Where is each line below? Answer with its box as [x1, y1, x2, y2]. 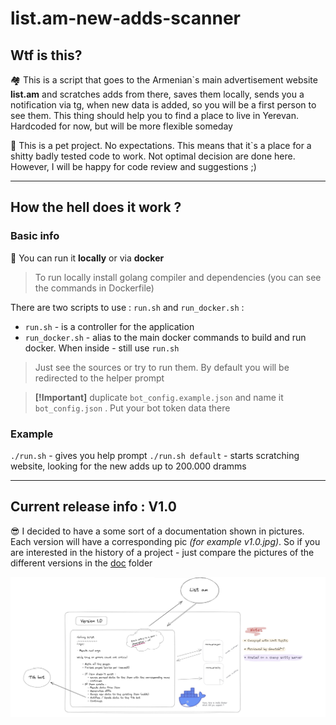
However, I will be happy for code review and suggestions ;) [10, 161, 257, 172]
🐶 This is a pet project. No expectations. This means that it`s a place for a [10, 140, 312, 151]
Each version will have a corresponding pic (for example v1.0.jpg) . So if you [10, 535, 321, 547]
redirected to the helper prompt [34, 372, 165, 384]
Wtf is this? [10, 47, 83, 64]
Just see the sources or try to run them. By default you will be [34, 361, 290, 373]
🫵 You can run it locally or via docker [10, 252, 165, 264]
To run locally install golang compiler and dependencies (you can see [34, 271, 322, 283]
